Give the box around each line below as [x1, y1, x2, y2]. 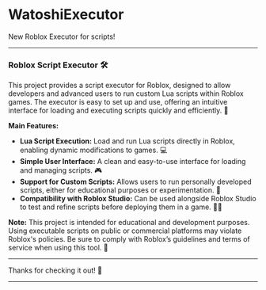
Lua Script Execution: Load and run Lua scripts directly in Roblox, [19, 136, 235, 146]
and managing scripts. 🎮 [19, 166, 103, 175]
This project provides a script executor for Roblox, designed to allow [8, 81, 231, 90]
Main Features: [8, 121, 59, 131]
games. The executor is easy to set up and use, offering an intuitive [8, 97, 228, 107]
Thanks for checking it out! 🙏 [8, 265, 103, 275]
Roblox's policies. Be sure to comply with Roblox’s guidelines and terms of [8, 235, 251, 244]
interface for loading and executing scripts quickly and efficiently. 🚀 [8, 105, 229, 116]
